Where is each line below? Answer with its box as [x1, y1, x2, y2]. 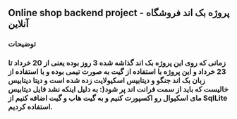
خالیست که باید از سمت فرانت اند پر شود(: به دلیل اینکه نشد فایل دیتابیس [8, 84, 229, 94]
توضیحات [8, 39, 36, 49]
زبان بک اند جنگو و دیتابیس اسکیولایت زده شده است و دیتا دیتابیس [8, 75, 205, 85]
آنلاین [8, 18, 29, 30]
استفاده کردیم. [8, 102, 54, 112]
